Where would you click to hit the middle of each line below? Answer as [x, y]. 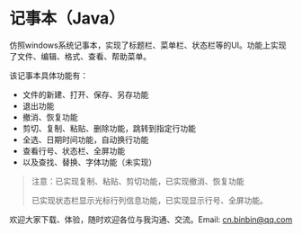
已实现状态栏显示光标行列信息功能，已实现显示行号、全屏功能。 [149, 200]
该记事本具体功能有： [49, 75]
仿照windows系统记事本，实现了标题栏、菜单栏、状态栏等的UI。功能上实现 [148, 45]
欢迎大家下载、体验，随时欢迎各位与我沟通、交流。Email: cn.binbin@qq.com [151, 219]
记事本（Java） [67, 18]
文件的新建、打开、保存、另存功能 [85, 94]
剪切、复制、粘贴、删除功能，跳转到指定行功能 [109, 128]
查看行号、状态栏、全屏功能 [74, 150]
